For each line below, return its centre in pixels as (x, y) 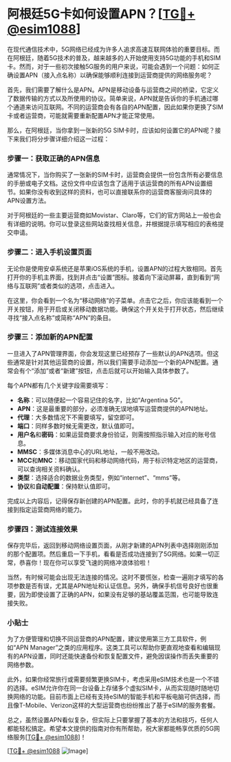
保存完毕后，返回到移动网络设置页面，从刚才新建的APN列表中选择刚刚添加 (113, 545)
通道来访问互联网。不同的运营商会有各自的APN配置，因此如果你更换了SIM (118, 107)
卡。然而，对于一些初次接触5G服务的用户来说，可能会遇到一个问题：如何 (111, 66)
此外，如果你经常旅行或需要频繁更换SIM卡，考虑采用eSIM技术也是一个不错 (113, 679)
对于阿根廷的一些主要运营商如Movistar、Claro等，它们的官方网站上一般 (108, 215)
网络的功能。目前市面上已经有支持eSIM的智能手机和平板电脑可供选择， (113, 696)
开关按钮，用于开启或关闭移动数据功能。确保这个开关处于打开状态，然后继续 (115, 309)
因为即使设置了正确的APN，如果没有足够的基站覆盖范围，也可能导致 (116, 594)
